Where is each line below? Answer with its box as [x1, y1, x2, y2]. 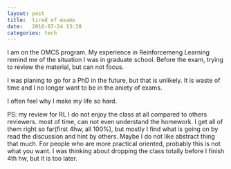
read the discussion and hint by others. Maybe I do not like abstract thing [7, 132, 216, 141]
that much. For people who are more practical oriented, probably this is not [7, 139, 221, 148]
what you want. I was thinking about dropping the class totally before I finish [7, 147, 225, 155]
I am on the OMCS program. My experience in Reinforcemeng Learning [7, 48, 210, 57]
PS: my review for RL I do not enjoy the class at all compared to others [7, 110, 207, 119]
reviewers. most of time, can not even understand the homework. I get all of [7, 118, 223, 126]
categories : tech [7, 29, 57, 37]
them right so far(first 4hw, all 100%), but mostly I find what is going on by [7, 125, 219, 133]
